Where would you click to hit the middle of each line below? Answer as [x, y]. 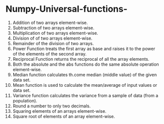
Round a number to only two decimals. [52, 106]
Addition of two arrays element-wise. [50, 23]
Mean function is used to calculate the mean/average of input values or [85, 85]
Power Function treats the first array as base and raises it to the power [84, 49]
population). [25, 100]
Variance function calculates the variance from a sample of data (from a [85, 95]
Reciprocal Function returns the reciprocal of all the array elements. [81, 59]
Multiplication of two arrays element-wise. [55, 33]
